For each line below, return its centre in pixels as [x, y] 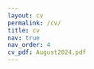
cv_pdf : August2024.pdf [47, 52]
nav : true [24, 38]
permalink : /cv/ [34, 23]
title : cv [24, 30]
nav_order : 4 [29, 45]
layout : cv [25, 15]
